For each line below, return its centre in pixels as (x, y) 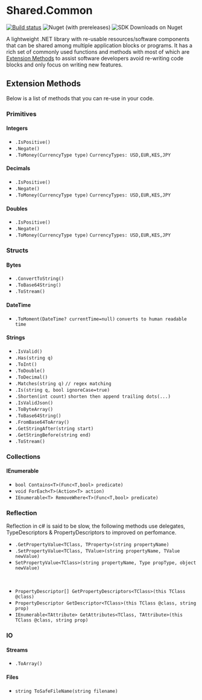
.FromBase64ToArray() (42, 422)
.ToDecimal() (31, 377)
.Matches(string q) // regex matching (63, 384)
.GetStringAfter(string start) (54, 429)
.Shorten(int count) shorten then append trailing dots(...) (93, 397)
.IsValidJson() (34, 403)
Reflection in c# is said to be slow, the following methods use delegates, (96, 526)
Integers (17, 128)
